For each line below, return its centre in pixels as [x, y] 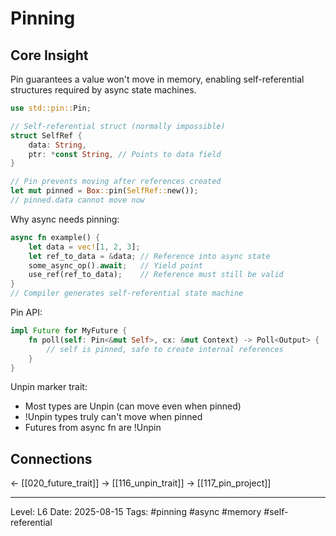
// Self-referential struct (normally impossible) [118, 126]
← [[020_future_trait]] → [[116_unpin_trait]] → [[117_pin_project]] [141, 483]
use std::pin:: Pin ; [51, 108]
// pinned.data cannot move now [77, 200]
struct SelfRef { [46, 135]
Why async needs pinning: [65, 219]
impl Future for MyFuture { [69, 331]
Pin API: [26, 312]
